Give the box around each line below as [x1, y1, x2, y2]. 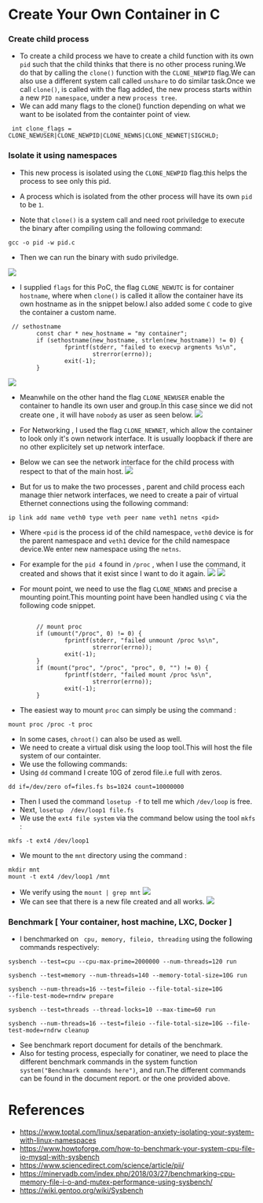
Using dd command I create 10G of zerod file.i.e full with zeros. [19, 768, 222, 777]
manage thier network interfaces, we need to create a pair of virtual [19, 490, 239, 500]
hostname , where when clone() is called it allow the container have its [19, 291, 243, 300]
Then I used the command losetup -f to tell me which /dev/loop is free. [19, 796, 253, 806]
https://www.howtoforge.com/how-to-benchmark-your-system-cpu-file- [19, 1144, 255, 1153]
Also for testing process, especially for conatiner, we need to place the [19, 1049, 249, 1058]
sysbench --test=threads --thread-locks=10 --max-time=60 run [8, 1006, 216, 1014]
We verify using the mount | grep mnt [19, 887, 141, 897]
